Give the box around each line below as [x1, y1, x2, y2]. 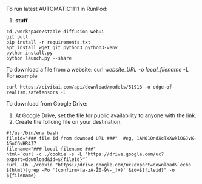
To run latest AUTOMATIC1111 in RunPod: [6, 5, 108, 12]
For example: [6, 72, 39, 80]
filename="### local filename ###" [6, 146, 96, 152]
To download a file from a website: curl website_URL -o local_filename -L [6, 66, 189, 73]
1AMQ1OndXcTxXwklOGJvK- [136, 135, 197, 141]
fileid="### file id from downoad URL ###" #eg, [6, 135, 135, 141]
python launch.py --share [6, 55, 72, 61]
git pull [6, 34, 29, 40]
